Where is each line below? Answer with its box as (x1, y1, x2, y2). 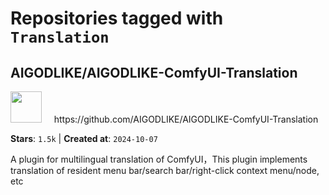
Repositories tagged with (10, 7, 224, 30)
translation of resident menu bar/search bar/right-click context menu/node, (10, 165, 320, 176)
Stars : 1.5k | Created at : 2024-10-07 (10, 133, 158, 144)
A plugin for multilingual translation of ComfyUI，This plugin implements (10, 153, 308, 165)
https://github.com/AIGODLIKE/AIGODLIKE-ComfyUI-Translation (53, 113, 319, 125)
